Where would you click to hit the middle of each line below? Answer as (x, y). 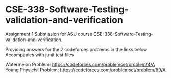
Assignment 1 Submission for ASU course (49, 34)
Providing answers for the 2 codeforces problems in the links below (76, 49)
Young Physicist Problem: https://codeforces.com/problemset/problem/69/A (86, 70)
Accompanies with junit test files (40, 55)
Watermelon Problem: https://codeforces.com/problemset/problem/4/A (80, 64)
